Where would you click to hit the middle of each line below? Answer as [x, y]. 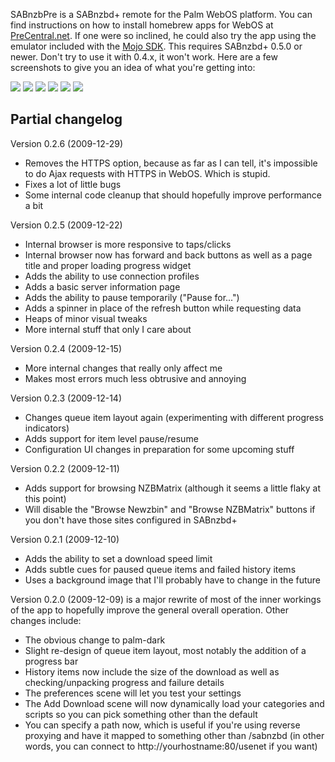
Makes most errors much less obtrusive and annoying [135, 378]
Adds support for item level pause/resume [111, 438]
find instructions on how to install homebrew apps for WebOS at [142, 25]
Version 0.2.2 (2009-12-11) [65, 468]
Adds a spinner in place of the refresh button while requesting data [163, 308]
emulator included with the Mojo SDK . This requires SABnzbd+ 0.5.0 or [156, 46]
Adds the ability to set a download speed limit [118, 558]
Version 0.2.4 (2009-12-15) [66, 348]
